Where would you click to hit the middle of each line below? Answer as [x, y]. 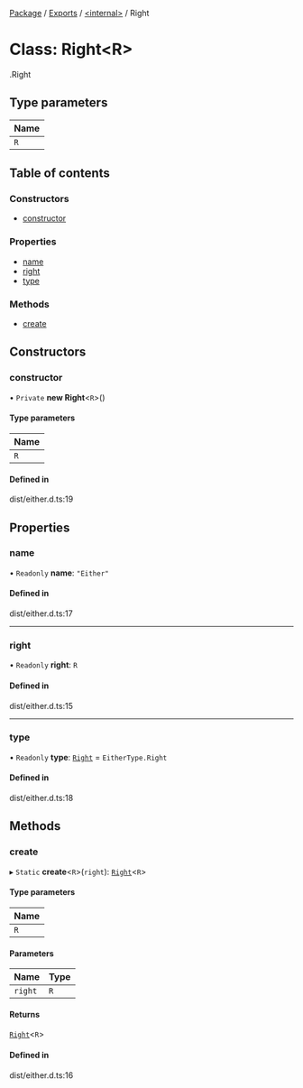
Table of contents [60, 174]
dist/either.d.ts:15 [41, 705]
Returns [25, 1014]
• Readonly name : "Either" [60, 573]
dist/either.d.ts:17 [41, 613]
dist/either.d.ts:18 [41, 798]
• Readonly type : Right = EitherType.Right [88, 757]
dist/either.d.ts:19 [41, 499]
